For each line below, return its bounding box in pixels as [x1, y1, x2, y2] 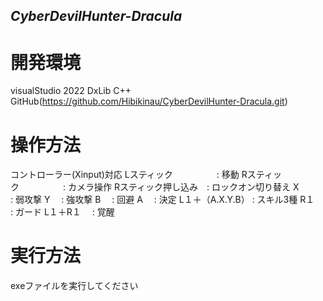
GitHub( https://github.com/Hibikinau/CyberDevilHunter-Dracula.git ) [10, 95, 288, 108]
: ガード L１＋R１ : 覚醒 [10, 206, 115, 218]
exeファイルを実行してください [10, 280, 139, 292]
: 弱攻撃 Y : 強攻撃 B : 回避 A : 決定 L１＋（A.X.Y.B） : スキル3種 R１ [10, 194, 315, 206]
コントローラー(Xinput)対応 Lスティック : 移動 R [10, 169, 248, 181]
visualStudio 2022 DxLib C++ [10, 85, 132, 97]
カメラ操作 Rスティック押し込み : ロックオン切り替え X [67, 181, 300, 193]
